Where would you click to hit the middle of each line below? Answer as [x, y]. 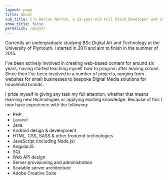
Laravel [20, 120]
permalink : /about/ [25, 29]
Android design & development [44, 130]
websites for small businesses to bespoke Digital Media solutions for [76, 79]
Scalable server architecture [41, 168]
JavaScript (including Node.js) [43, 141]
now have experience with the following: [47, 105]
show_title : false [24, 24]
